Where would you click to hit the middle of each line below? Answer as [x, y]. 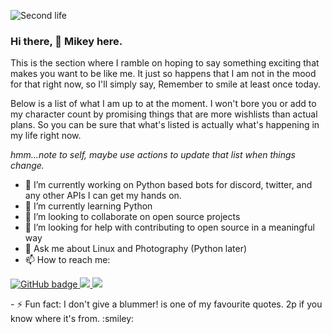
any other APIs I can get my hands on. [103, 196]
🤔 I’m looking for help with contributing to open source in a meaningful [169, 227]
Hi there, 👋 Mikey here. [66, 41]
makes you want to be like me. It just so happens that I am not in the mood [163, 74]
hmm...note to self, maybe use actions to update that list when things [153, 155]
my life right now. [46, 136]
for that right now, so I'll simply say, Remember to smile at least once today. [166, 84]
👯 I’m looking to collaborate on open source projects [132, 217]
